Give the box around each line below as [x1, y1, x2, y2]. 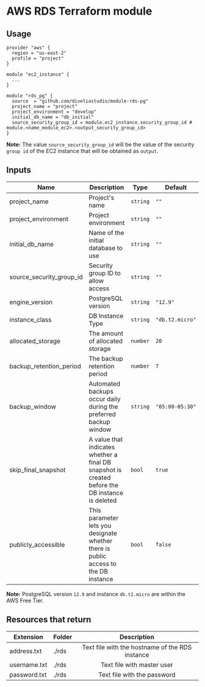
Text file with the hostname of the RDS [82, 642, 192, 651]
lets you [88, 521, 112, 530]
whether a [88, 450, 118, 459]
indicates [88, 442, 115, 451]
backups [88, 387, 114, 395]
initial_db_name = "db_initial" [12, 114, 95, 120]
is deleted [88, 496, 117, 505]
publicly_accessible [9, 540, 65, 549]
